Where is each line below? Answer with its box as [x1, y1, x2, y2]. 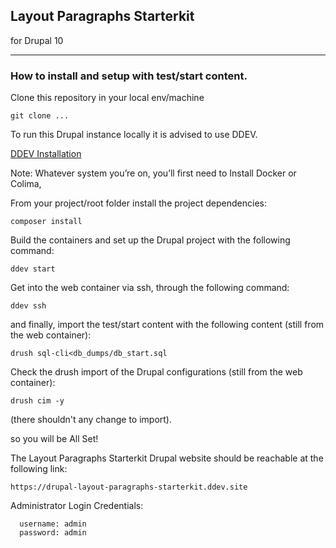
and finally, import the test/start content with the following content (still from [10, 319, 325, 331]
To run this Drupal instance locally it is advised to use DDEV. [10, 129, 258, 141]
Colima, [10, 178, 42, 190]
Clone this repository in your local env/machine [10, 92, 205, 104]
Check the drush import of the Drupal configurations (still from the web [10, 366, 303, 378]
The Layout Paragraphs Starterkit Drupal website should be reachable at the [10, 452, 324, 464]
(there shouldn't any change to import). [10, 414, 172, 426]
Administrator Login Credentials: [10, 500, 144, 512]
